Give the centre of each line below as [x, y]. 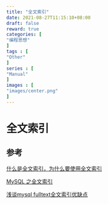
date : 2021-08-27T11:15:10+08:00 [49, 18]
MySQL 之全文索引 [30, 181]
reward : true [23, 29]
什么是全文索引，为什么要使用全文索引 [54, 168]
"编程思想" [18, 40]
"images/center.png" [32, 91]
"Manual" [17, 74]
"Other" [16, 57]
